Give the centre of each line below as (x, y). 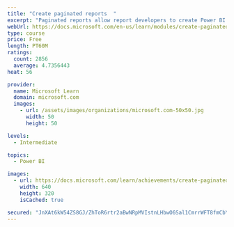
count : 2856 (31, 59)
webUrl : (18, 26)
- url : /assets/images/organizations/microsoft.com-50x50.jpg (112, 111)
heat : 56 (20, 72)
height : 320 (37, 193)
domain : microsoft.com (46, 97)
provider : (22, 84)
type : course (26, 33)
